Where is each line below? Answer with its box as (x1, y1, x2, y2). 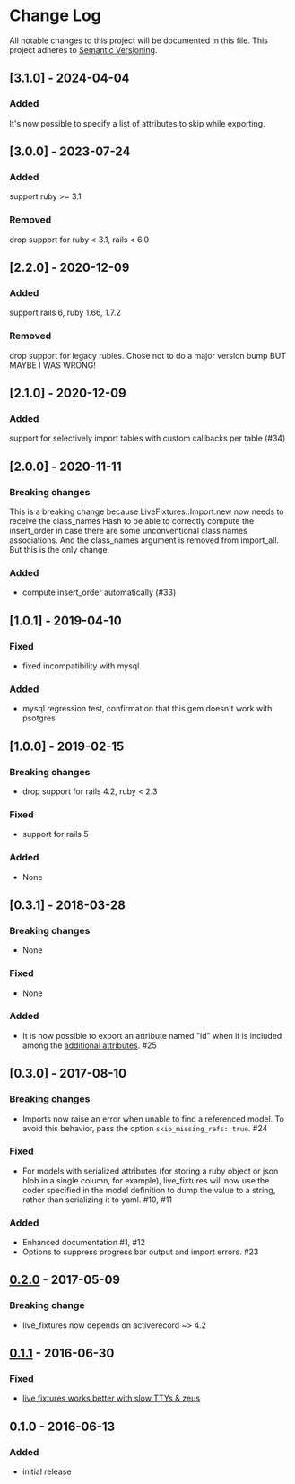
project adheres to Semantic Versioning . (9, 44, 158, 55)
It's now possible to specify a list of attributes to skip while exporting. (9, 118, 266, 128)
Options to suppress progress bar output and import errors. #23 (22, 1246, 259, 1257)
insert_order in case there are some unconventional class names (9, 525, 248, 536)
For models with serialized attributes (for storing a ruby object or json (22, 1165, 279, 1176)
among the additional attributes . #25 (22, 1040, 157, 1051)
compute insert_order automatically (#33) (22, 587, 177, 598)
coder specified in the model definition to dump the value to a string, (22, 1184, 276, 1195)
